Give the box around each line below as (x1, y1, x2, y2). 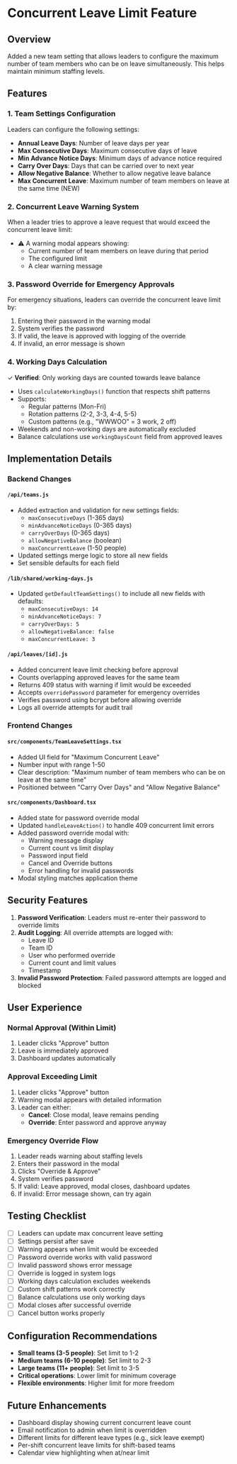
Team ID (28, 943, 53, 952)
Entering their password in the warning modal (17, 317, 151, 326)
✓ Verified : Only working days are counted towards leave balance (7, 373, 201, 382)
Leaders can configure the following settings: (7, 125, 139, 133)
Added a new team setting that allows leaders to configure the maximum (7, 52, 219, 60)
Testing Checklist (7, 1210, 86, 1222)
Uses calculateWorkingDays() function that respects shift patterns (17, 387, 211, 395)
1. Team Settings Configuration (7, 109, 116, 118)
